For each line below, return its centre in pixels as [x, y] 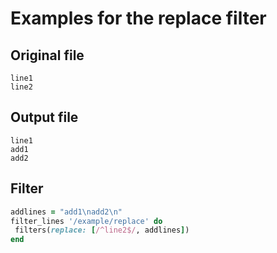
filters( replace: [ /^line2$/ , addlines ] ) [102, 230]
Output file [44, 117]
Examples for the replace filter [138, 18]
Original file [47, 55]
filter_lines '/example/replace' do [86, 221]
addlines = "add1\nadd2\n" [66, 212]
